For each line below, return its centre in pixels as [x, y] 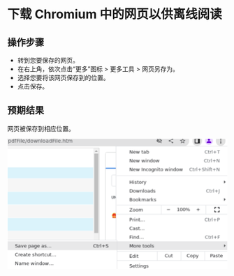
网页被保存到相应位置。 [41, 128]
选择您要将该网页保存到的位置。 [63, 78]
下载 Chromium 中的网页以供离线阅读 [115, 14]
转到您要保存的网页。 [48, 60]
